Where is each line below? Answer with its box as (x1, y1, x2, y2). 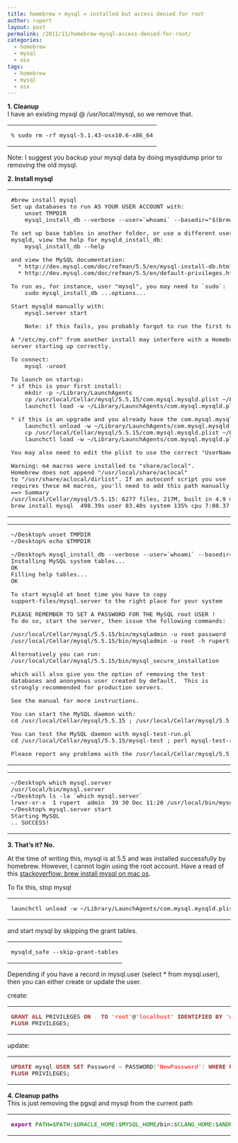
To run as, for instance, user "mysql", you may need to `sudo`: (11, 283, 227, 291)
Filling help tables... (11, 571, 88, 579)
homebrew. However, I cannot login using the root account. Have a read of (7, 862, 225, 871)
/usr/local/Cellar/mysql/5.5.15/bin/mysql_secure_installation (11, 657, 220, 665)
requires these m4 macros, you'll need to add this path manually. (11, 482, 233, 490)
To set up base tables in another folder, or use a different (11, 230, 216, 238)
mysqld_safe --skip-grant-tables (11, 948, 119, 956)
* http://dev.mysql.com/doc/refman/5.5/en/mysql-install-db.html (17, 263, 233, 270)
